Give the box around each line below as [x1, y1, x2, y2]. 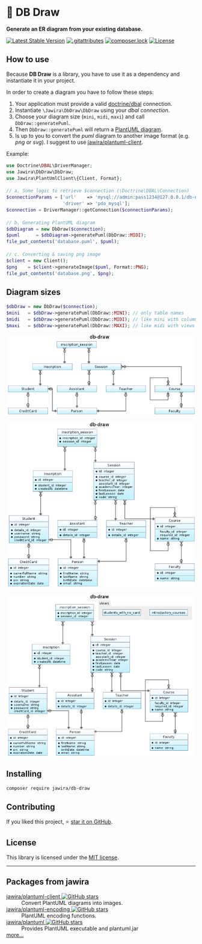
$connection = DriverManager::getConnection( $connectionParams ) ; [6, 207, 173, 213]
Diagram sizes [6, 287, 61, 297]
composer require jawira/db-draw [6, 785, 90, 792]
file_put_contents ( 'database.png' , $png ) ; [6, 270, 114, 276]
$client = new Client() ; [6, 258, 69, 264]
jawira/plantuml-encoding [6, 905, 70, 913]
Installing [6, 768, 42, 779]
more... [6, 931, 24, 938]
